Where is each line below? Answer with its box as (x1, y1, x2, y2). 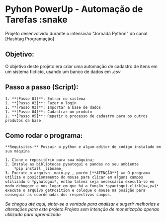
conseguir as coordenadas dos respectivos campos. (5, 192, 112, 197)
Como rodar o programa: (5, 131, 83, 140)
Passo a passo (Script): (5, 83, 79, 91)
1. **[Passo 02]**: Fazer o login (5, 100, 77, 105)
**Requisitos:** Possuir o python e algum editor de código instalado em (5, 145, 162, 149)
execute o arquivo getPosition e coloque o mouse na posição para (5, 188, 146, 193)
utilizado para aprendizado (5, 212, 61, 218)
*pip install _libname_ (14, 166, 64, 171)
